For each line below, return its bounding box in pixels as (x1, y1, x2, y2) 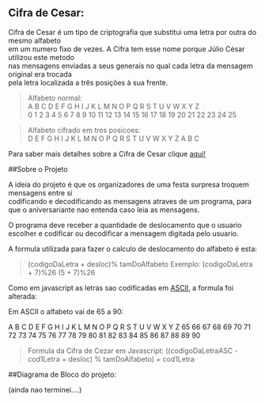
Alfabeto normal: (27, 93, 82, 102)
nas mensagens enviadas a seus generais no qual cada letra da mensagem (8, 61, 253, 70)
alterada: (8, 291, 37, 301)
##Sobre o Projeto (8, 164, 68, 173)
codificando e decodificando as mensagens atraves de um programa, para (8, 196, 252, 206)
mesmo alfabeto (8, 36, 62, 45)
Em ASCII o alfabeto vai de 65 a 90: (8, 306, 124, 316)
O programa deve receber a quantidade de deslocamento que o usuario (8, 220, 243, 229)
